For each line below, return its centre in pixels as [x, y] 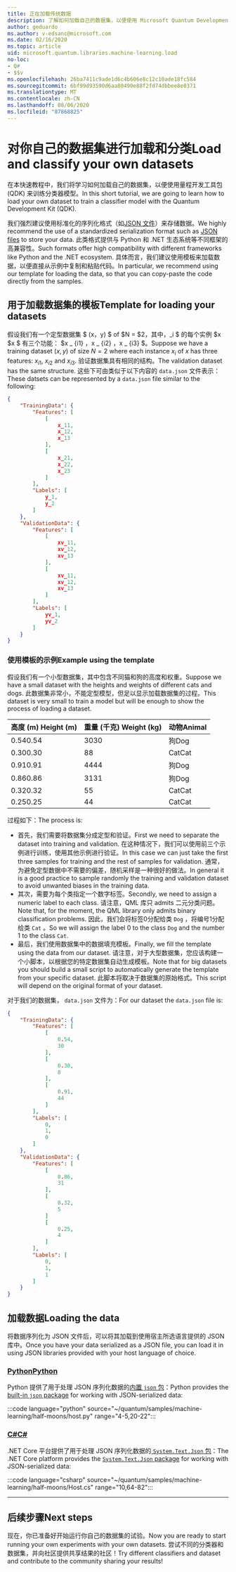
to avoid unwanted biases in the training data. [83, 885]
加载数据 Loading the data [64, 1318]
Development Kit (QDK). [42, 209]
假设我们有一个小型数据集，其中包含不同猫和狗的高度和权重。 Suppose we [114, 677]
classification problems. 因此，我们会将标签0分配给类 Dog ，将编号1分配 [121, 918]
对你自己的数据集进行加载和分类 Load [114, 149]
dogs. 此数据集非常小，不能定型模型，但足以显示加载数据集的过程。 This [112, 693]
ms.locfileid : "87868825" [45, 112]
